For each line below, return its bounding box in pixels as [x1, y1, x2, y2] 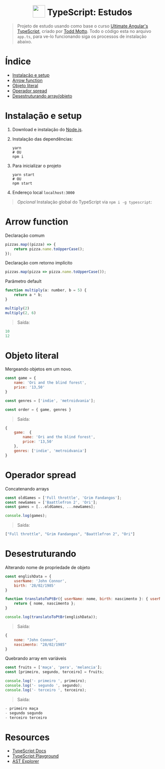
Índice [5, 56, 31, 67]
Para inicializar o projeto [12, 163, 61, 169]
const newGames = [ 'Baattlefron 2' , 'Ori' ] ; [5, 500, 98, 505]
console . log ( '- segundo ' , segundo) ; [5, 683, 82, 688]
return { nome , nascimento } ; [14, 601, 76, 606]
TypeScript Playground [12, 753, 59, 759]
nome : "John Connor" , [14, 637, 58, 642]
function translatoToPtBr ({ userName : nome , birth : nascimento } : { [5, 597, 148, 601]
